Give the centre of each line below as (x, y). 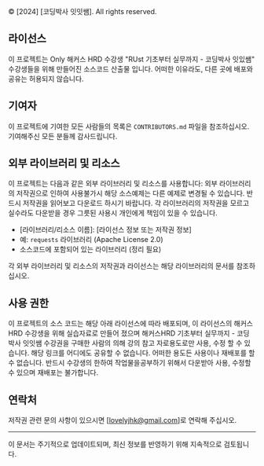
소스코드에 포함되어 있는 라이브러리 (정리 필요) (90, 249)
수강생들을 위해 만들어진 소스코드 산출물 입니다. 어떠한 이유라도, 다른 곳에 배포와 (131, 68)
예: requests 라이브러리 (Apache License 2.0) (91, 240)
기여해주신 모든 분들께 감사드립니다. (63, 136)
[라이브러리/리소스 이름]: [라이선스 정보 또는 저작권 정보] (106, 229)
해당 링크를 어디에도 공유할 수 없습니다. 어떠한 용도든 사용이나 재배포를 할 (143, 353)
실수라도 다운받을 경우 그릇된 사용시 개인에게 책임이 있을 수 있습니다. (113, 213)
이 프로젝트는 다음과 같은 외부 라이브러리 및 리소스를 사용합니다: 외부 (113, 184)
